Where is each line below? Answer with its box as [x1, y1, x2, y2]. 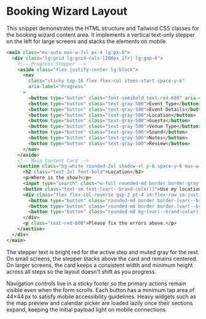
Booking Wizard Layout [6, 4, 128, 18]
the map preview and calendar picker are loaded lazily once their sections [6, 299, 193, 307]
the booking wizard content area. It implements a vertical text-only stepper [6, 31, 195, 38]
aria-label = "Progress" [28, 84, 86, 90]
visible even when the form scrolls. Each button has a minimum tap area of [6, 286, 195, 293]
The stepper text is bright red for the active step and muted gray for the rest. [6, 248, 200, 255]
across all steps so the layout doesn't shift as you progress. [6, 268, 156, 275]
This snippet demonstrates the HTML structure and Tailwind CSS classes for [6, 24, 200, 32]
